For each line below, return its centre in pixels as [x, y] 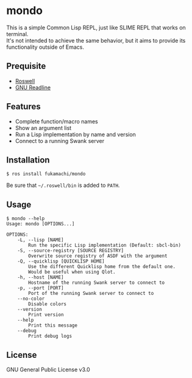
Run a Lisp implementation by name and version [75, 134]
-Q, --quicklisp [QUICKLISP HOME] [61, 261]
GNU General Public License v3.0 [48, 369]
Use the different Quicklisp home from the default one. [102, 267]
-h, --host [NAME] [41, 278]
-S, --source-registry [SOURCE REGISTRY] [70, 251]
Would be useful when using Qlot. [72, 272]
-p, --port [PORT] [41, 288]
